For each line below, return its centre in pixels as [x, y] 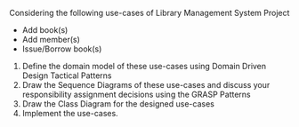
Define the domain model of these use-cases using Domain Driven [144, 66]
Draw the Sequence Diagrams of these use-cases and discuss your [146, 85]
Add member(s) [51, 40]
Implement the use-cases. [70, 113]
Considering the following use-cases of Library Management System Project [149, 13]
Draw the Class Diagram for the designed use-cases [118, 104]
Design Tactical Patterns [67, 75]
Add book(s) [45, 30]
